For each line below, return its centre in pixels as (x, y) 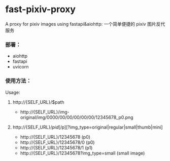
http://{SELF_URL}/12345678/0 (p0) (57, 142)
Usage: (13, 92)
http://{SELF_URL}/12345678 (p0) (55, 137)
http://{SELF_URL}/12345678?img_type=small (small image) (82, 153)
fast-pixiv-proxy (41, 9)
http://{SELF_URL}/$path (38, 102)
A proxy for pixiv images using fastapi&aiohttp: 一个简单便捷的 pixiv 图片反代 (85, 24)
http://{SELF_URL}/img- (45, 112)
